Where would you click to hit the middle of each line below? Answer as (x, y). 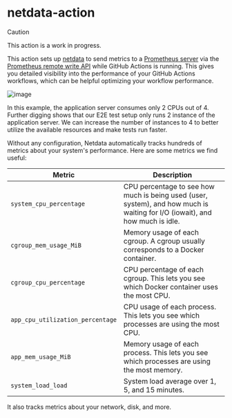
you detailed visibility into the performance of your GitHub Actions (101, 73)
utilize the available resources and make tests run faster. (87, 129)
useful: (17, 158)
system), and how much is (166, 203)
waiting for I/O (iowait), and (167, 212)
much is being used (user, (166, 195)
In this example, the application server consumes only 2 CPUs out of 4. (108, 107)
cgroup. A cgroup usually (164, 241)
